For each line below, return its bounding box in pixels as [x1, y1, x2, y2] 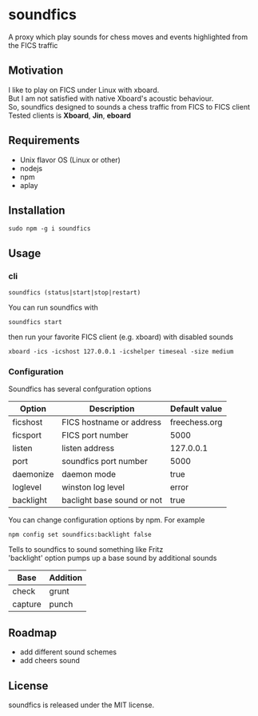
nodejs [19, 163, 42, 173]
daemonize [12, 469, 54, 480]
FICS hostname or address [61, 417, 162, 428]
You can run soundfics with [8, 302, 98, 313]
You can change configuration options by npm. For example [8, 515, 205, 525]
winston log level [61, 482, 125, 493]
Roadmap [8, 626, 58, 639]
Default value [170, 403, 223, 414]
